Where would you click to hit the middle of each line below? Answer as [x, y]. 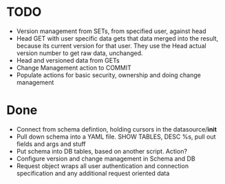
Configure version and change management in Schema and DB [106, 159]
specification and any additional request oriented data [93, 173]
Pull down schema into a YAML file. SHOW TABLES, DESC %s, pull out [116, 136]
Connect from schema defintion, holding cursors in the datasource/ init [117, 129]
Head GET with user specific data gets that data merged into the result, [117, 38]
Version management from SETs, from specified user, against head [111, 31]
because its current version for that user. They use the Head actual [111, 45]
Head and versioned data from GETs [68, 60]
